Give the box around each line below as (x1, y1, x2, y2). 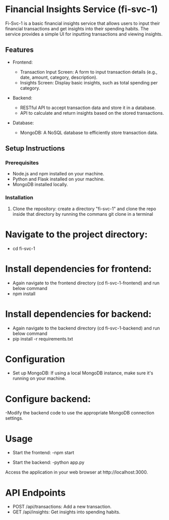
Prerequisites (5, 159, 39, 166)
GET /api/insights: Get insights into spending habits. (12, 509, 121, 515)
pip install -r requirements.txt (12, 336, 73, 342)
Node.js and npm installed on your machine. (12, 171, 104, 177)
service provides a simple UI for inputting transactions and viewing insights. (5, 31, 163, 37)
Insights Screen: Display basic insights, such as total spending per (20, 79, 158, 85)
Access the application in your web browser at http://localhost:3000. (5, 469, 148, 476)
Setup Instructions (5, 144, 65, 153)
